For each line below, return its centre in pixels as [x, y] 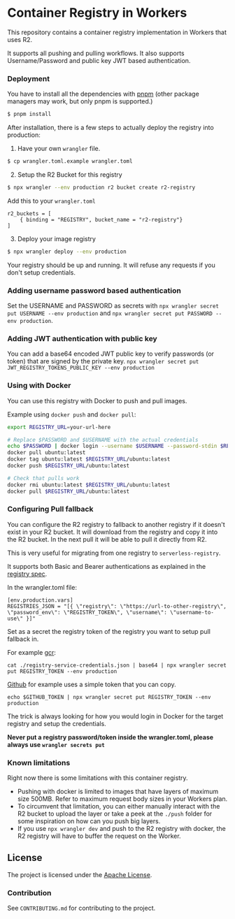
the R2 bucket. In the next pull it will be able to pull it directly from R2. [107, 539]
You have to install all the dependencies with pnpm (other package [103, 94]
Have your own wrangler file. [59, 149]
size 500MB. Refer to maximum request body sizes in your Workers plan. [122, 799]
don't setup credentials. [41, 272]
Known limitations [39, 762]
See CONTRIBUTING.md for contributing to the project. [81, 908]
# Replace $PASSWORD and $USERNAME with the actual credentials [103, 440]
